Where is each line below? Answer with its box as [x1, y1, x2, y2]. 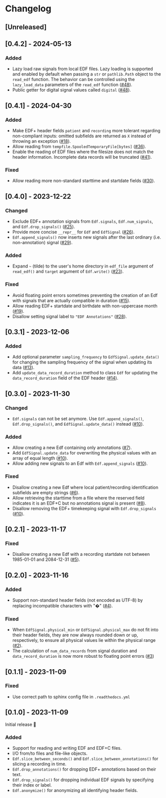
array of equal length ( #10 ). [12, 455, 68, 461]
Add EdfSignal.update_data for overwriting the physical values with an [12, 450, 157, 456]
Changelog [5, 3, 52, 14]
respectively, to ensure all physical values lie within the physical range [12, 637, 156, 643]
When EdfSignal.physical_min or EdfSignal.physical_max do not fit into [12, 627, 159, 633]
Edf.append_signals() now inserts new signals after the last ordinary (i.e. [12, 234, 162, 240]
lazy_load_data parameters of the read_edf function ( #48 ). [12, 82, 133, 88]
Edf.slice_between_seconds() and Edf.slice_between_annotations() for [12, 755, 159, 761]
